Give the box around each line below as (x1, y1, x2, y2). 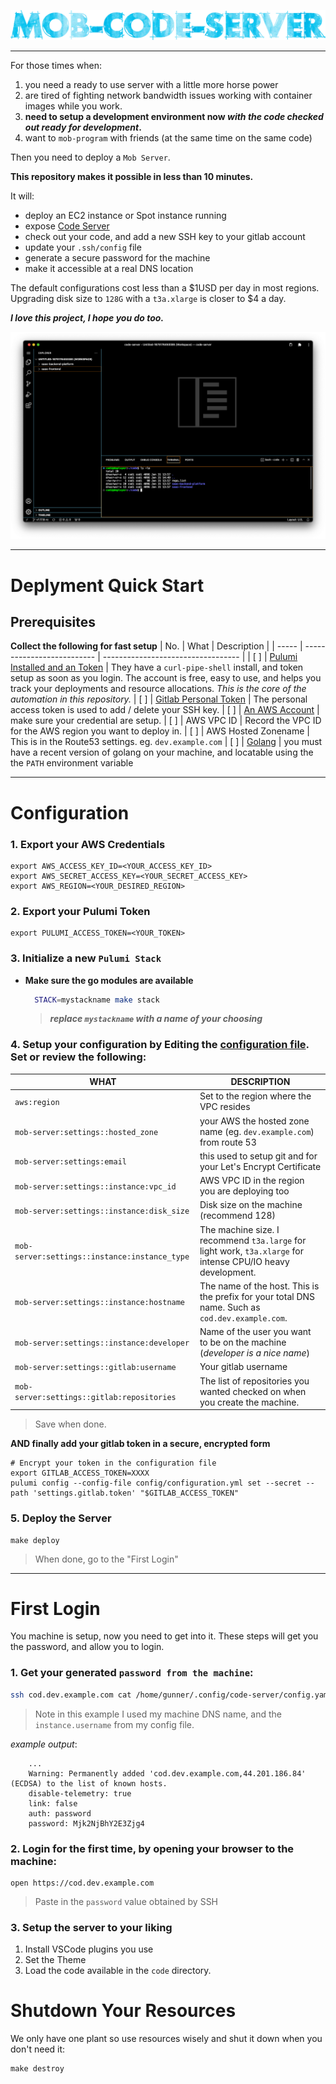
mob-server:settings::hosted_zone (14, 1127, 159, 1137)
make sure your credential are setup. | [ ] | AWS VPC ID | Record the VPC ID (10, 715, 322, 727)
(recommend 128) (199, 1210, 276, 1222)
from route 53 (199, 1136, 257, 1148)
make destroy (10, 2064, 65, 2074)
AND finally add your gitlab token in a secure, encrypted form (10, 1438, 271, 1450)
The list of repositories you (199, 1375, 310, 1387)
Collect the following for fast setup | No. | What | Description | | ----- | (10, 640, 303, 652)
